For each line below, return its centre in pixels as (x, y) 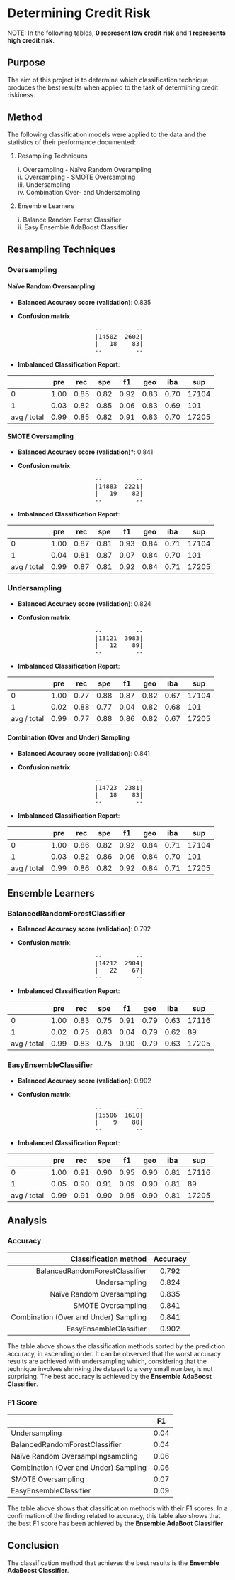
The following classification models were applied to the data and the (107, 134)
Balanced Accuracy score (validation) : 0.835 (84, 303)
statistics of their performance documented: (72, 142)
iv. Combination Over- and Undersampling (79, 192)
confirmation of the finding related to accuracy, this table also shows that (114, 1515)
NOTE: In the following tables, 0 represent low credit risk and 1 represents (117, 33)
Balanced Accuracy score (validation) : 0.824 (84, 604)
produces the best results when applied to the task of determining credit (113, 87)
